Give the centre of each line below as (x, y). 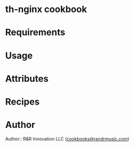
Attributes (27, 79)
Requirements (35, 33)
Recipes (22, 102)
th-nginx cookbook (46, 9)
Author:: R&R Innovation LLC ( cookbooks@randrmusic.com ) (67, 139)
